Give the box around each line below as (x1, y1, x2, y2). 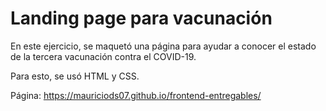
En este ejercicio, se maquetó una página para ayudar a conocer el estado (10, 40, 317, 52)
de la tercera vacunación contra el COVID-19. (10, 50, 197, 62)
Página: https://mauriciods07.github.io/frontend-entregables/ (10, 89, 262, 101)
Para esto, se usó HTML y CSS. (10, 70, 140, 82)
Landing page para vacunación (10, 7, 273, 30)
